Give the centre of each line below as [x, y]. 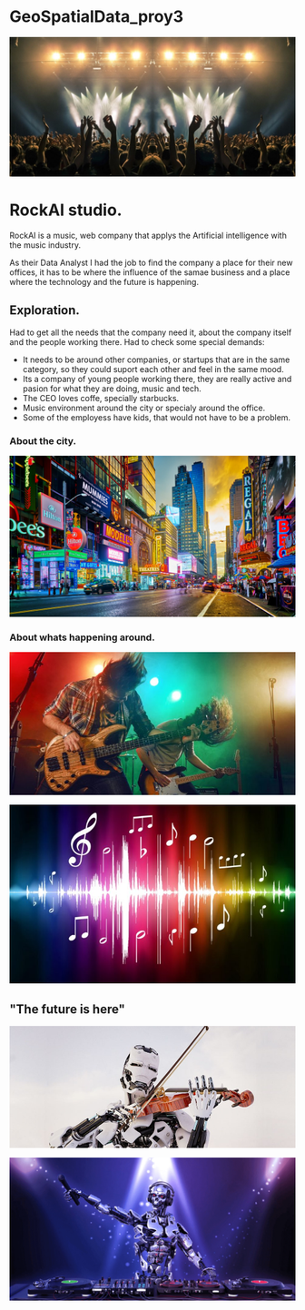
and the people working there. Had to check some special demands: [137, 341]
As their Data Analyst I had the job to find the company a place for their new [151, 262]
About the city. [43, 440]
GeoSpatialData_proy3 [97, 17]
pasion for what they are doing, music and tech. [112, 389]
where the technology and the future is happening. [104, 281]
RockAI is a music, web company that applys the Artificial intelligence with [148, 235]
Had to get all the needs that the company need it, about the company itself [151, 332]
